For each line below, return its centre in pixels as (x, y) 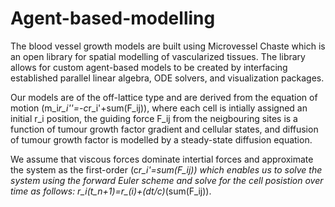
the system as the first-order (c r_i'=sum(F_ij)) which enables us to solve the (166, 169)
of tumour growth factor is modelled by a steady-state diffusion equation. (161, 139)
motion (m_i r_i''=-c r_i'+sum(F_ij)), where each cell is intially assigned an (159, 108)
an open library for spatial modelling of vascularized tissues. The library (158, 56)
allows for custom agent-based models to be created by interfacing (149, 67)
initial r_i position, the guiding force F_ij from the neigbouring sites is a (154, 118)
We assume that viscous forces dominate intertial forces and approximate (162, 159)
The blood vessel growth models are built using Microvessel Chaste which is (168, 46)
